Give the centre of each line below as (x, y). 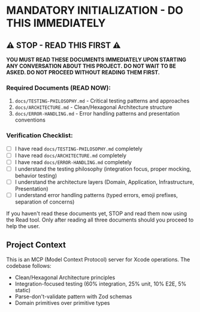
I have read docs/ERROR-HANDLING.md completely (73, 162)
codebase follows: (29, 266)
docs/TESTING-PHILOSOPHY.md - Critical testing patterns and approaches (102, 101)
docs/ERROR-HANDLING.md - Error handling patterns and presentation (97, 114)
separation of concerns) (45, 202)
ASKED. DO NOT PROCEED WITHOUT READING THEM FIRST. (83, 72)
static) (23, 290)
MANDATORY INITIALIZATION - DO (95, 10)
